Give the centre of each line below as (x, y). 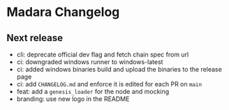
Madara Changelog (63, 12)
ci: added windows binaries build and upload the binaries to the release (119, 69)
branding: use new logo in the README (73, 99)
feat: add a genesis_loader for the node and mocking (93, 92)
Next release (35, 38)
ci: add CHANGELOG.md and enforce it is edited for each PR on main (109, 84)
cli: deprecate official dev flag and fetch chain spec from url (103, 54)
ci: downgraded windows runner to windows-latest (90, 62)
